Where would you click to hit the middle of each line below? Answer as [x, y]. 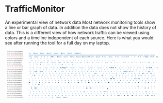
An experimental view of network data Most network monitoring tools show [80, 22]
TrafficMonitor [35, 9]
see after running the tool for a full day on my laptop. [57, 43]
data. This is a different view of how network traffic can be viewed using [77, 32]
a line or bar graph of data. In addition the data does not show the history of [81, 27]
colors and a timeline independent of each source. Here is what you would [79, 38]
